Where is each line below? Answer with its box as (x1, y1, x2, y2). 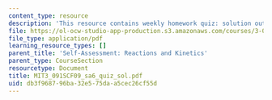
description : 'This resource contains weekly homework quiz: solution (8, 19, 252, 27)
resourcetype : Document (8, 65, 89, 73)
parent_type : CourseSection (8, 57, 104, 65)
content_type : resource (8, 11, 89, 20)
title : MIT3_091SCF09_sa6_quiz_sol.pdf (8, 72, 143, 80)
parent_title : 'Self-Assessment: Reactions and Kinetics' (8, 49, 208, 57)
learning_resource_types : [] (8, 42, 107, 50)
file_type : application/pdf (8, 34, 104, 43)
